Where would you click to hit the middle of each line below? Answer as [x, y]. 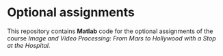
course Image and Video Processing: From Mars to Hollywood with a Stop [112, 38]
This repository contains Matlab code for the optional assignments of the [110, 31]
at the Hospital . [29, 45]
